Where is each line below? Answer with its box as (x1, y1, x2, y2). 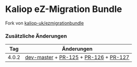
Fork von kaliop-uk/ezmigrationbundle (5, 20, 84, 26)
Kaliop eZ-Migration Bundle (5, 3, 122, 15)
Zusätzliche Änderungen (5, 32, 67, 39)
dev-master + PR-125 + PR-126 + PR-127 (24, 54, 129, 61)
